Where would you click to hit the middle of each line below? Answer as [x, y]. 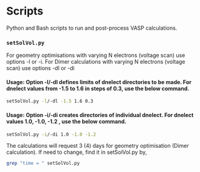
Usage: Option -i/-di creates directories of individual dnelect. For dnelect [100, 115]
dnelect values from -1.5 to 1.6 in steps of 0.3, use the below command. [98, 88]
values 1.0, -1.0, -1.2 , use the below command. [66, 121]
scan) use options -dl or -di [40, 68]
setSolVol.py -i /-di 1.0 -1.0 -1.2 [51, 134]
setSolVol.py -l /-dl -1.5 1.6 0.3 [50, 101]
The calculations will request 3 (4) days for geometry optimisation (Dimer [98, 146]
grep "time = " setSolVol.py [43, 164]
